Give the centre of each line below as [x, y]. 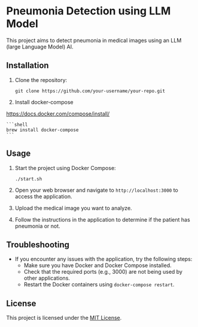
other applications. [47, 278]
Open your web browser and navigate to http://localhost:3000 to [96, 190]
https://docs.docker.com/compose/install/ [58, 113]
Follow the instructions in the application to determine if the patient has [102, 219]
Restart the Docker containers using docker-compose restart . [99, 284]
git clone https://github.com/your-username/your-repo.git [90, 91]
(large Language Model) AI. [40, 47]
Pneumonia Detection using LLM [89, 11]
